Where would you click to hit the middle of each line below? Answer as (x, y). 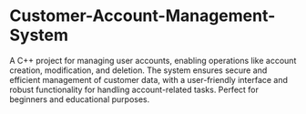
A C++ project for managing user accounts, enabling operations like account (153, 60)
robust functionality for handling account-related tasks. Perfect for (134, 89)
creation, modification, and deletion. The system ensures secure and (138, 70)
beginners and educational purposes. (80, 99)
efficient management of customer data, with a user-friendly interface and (149, 79)
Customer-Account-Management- (143, 16)
